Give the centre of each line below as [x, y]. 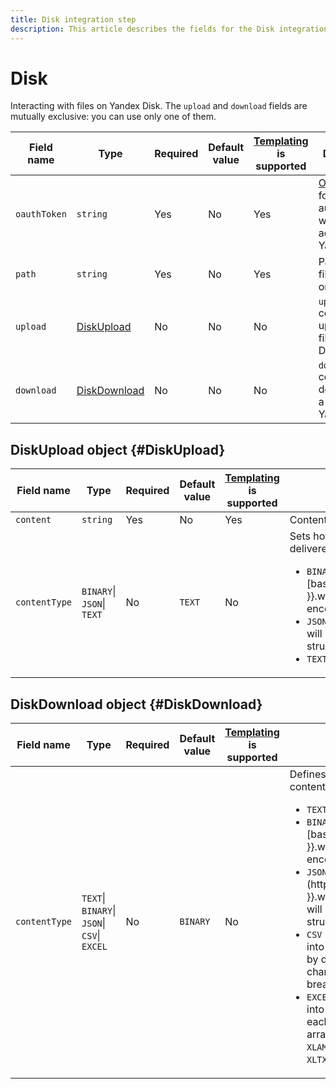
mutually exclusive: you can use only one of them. [113, 117]
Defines [308, 774]
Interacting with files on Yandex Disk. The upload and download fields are [159, 106]
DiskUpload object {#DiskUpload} [118, 449]
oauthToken [41, 214]
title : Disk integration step [73, 19]
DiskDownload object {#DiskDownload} [136, 704]
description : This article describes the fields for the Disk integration [169, 29]
